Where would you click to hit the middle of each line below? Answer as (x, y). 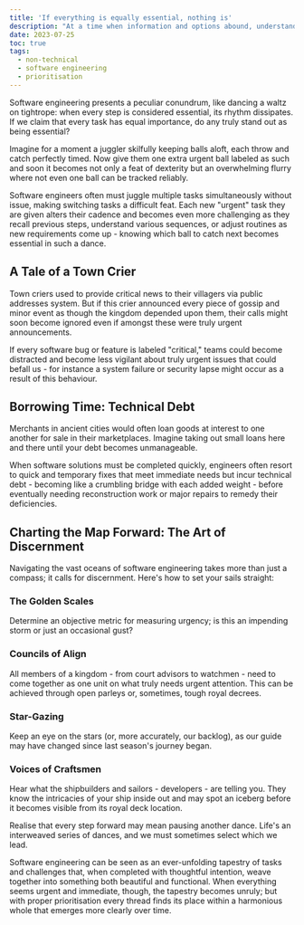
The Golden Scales (52, 601)
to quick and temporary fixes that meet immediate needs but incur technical (151, 475)
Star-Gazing (37, 716)
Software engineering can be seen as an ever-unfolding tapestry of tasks (146, 863)
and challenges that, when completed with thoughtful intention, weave (140, 872)
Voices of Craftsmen (56, 769)
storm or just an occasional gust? (71, 631)
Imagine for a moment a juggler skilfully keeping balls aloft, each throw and (149, 148)
